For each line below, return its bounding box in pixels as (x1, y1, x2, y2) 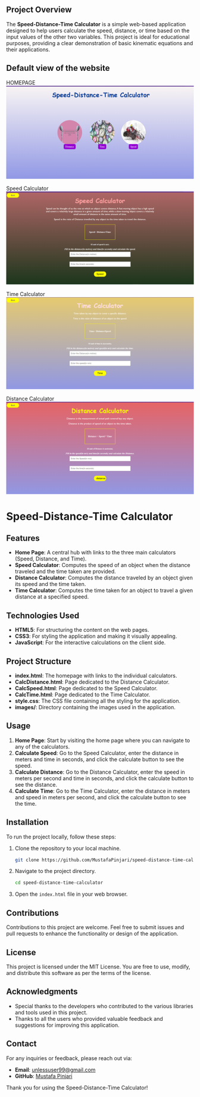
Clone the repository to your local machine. (14, 844, 121, 852)
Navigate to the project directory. (14, 868, 96, 875)
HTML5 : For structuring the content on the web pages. (14, 627, 149, 634)
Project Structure (6, 656, 71, 666)
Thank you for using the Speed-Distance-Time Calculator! (6, 1084, 148, 1091)
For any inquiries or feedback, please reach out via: (6, 1054, 133, 1062)
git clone (14, 857, 40, 863)
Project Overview (6, 5, 72, 15)
